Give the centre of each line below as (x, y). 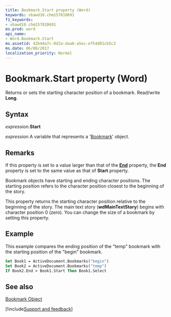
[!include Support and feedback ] (39, 309)
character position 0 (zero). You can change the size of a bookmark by (80, 212)
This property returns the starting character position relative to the (75, 201)
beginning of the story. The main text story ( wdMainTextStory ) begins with (85, 207)
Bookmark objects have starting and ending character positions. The (78, 181)
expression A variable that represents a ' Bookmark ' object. (67, 137)
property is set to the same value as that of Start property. (67, 171)
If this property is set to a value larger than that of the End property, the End (86, 165)
